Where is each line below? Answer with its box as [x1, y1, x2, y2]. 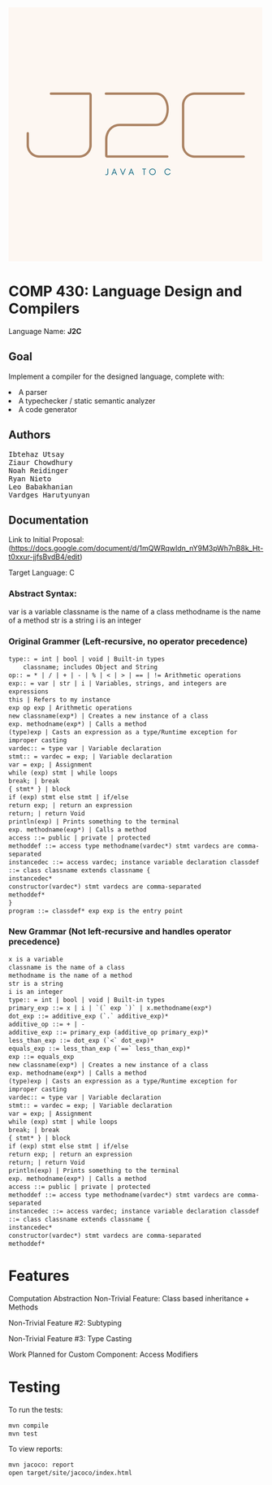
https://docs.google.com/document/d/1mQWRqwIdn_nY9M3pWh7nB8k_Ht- [11, 544, 264, 554]
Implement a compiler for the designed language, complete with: [8, 371, 225, 381]
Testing [8, 1378, 61, 1396]
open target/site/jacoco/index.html [8, 1469, 132, 1478]
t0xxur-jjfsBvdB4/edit [8, 552, 80, 562]
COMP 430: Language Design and [8, 282, 243, 301]
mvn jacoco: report [8, 1461, 75, 1470]
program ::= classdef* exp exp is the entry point [8, 906, 183, 915]
